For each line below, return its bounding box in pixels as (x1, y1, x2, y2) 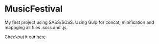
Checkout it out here (4, 34, 46, 40)
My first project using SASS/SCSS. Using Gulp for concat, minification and (4, 19, 155, 25)
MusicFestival (4, 3, 63, 15)
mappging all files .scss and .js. (4, 24, 68, 30)
